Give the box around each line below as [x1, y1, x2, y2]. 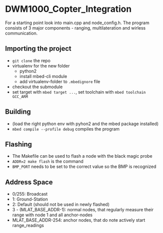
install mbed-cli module [19, 73, 67, 79]
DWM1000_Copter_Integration [5, 3, 132, 15]
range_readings [12, 223, 44, 229]
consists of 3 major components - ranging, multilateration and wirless [5, 25, 146, 31]
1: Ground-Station [12, 196, 48, 202]
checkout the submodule [12, 84, 63, 90]
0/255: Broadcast [12, 191, 48, 197]
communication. [5, 30, 38, 36]
